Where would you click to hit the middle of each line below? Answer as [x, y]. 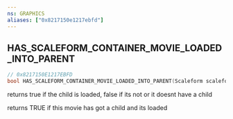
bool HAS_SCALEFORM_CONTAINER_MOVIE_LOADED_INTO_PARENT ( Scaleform [105, 81]
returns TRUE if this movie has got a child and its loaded [87, 108]
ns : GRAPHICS [26, 13]
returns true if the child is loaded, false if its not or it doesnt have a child [110, 95]
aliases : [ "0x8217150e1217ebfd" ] [55, 20]
